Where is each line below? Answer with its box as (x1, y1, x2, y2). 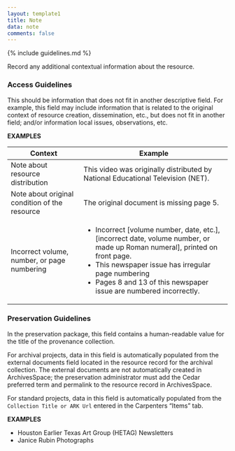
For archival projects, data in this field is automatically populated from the (7, 350, 219, 359)
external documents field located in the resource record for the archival (7, 358, 213, 366)
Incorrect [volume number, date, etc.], (95, 224, 220, 234)
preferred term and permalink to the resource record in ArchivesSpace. (7, 380, 212, 389)
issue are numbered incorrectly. (95, 286, 201, 296)
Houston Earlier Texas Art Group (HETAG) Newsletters (17, 428, 173, 437)
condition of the (10, 197, 63, 207)
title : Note (7, 17, 42, 24)
